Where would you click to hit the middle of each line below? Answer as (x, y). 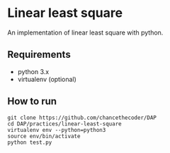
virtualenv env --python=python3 (57, 130)
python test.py (30, 142)
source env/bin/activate (44, 136)
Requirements (39, 55)
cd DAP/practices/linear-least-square (64, 124)
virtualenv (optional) (47, 79)
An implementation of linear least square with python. (85, 32)
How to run (32, 101)
